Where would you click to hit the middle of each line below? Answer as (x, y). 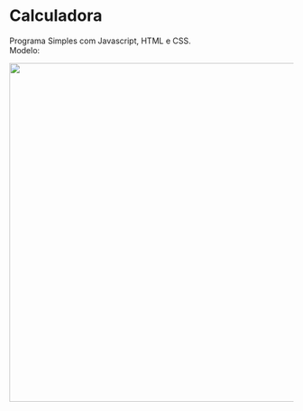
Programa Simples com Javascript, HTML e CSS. (100, 41)
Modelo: (25, 50)
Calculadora (56, 16)
